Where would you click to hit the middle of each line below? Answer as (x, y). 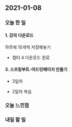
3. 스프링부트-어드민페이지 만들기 (36, 70)
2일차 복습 (22, 91)
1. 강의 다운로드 (19, 35)
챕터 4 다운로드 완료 (31, 57)
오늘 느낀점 (17, 105)
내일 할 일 (15, 120)
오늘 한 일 (15, 23)
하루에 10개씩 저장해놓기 (28, 47)
